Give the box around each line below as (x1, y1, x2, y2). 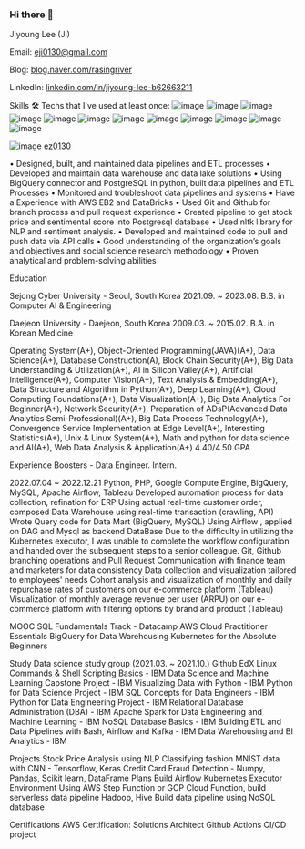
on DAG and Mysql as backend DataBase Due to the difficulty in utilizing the (9, 526, 294, 537)
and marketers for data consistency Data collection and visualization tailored (9, 564, 297, 575)
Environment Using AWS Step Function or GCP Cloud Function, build (9, 782, 267, 793)
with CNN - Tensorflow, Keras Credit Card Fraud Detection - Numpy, (9, 763, 266, 774)
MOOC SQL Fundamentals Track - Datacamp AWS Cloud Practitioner (9, 621, 269, 632)
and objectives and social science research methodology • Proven (9, 245, 259, 256)
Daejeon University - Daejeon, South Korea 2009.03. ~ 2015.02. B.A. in (9, 318, 275, 329)
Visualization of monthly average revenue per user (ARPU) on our (9, 594, 255, 605)
